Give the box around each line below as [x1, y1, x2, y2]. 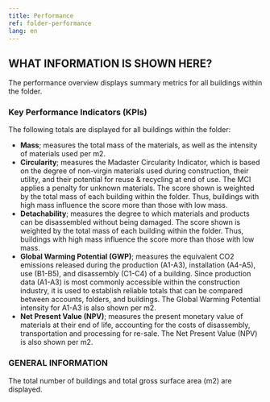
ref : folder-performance [8, 19, 92, 27]
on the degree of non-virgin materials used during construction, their [19, 166, 249, 176]
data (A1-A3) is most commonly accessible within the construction [19, 277, 240, 287]
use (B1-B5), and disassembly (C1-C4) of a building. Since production [19, 269, 251, 279]
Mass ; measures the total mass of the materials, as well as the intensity [19, 140, 258, 150]
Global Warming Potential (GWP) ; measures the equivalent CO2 [19, 251, 235, 262]
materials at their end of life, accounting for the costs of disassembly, [19, 320, 251, 330]
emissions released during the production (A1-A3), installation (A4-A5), [19, 260, 256, 270]
